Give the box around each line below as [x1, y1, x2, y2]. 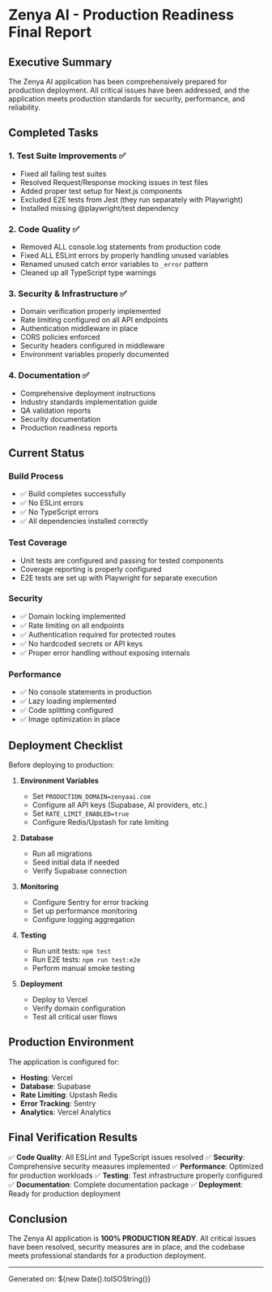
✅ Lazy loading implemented [19, 696, 117, 706]
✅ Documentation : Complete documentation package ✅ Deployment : [8, 1179, 243, 1189]
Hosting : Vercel [19, 1072, 73, 1082]
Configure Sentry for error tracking [32, 897, 149, 907]
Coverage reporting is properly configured [19, 564, 162, 573]
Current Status [8, 446, 85, 460]
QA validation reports [19, 406, 91, 415]
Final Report [8, 23, 91, 41]
